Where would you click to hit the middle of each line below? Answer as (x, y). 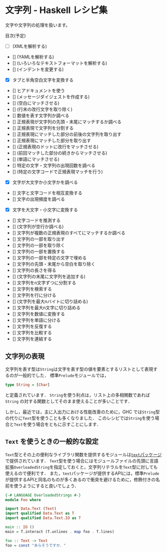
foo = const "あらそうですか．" (36, 545)
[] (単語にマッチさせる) (36, 159)
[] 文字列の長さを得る (34, 271)
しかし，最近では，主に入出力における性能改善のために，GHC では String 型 (83, 412)
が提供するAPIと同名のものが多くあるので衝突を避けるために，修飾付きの (80, 479)
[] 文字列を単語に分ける (36, 320)
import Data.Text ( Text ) (31, 509)
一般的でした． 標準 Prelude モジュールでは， (64, 375)
